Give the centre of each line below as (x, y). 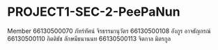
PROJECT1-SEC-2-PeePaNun (94, 12)
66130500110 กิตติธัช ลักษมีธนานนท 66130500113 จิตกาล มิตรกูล (89, 38)
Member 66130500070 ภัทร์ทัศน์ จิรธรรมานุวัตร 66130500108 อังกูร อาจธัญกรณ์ (109, 31)
